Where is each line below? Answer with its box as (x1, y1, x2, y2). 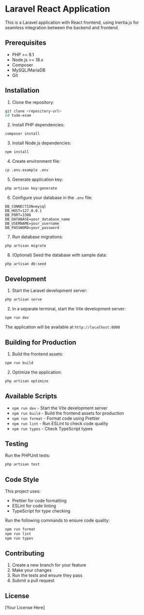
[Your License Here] (5, 605, 45, 611)
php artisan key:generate (5, 186, 57, 190)
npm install (5, 150, 29, 154)
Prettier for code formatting (12, 498, 67, 503)
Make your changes (12, 567, 52, 573)
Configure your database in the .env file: (12, 194, 93, 200)
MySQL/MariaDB (12, 67, 46, 73)
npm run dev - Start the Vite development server (12, 405, 108, 411)
